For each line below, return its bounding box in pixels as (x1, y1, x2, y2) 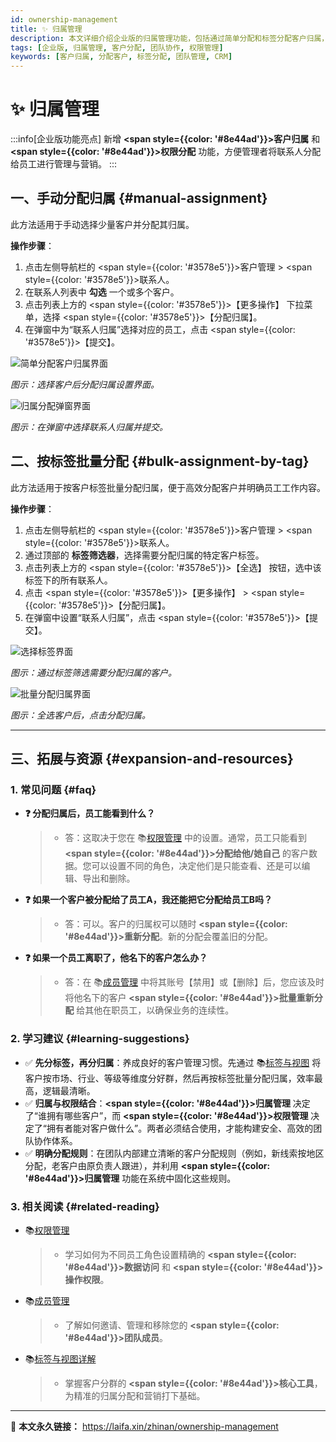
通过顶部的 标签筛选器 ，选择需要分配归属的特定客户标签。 (24, 549, 265, 561)
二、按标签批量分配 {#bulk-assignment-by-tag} (10, 453, 310, 470)
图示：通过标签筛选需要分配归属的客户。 (10, 666, 177, 678)
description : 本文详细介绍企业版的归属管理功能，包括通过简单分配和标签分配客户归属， (10, 33, 330, 43)
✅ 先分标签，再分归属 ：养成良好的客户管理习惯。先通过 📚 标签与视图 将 (24, 1056, 322, 1068)
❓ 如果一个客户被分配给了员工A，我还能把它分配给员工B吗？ (24, 894, 273, 906)
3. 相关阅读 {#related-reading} (10, 1199, 160, 1213)
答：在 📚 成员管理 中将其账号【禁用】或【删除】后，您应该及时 (64, 976, 325, 988)
